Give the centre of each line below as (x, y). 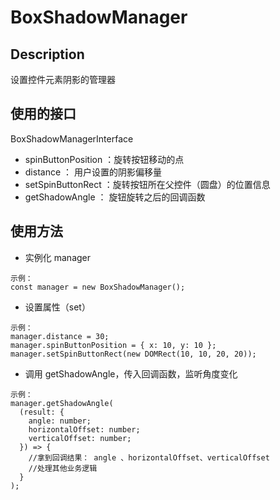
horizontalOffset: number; (84, 429)
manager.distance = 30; (60, 336)
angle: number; (60, 421)
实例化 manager (58, 257)
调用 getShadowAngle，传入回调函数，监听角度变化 (131, 373)
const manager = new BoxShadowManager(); (98, 287)
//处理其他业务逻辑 (63, 468)
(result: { (42, 412)
